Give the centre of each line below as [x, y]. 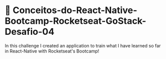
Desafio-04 [29, 32]
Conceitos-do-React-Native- [75, 10]
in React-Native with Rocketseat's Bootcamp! [52, 51]
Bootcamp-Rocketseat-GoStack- [76, 21]
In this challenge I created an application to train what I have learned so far [83, 45]
